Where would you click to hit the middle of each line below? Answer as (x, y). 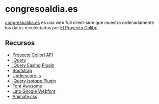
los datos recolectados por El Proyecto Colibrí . (52, 27)
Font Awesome (27, 86)
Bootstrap (22, 70)
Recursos (20, 43)
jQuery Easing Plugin (33, 65)
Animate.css (25, 96)
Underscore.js (26, 75)
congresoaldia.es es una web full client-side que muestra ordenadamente (80, 22)
